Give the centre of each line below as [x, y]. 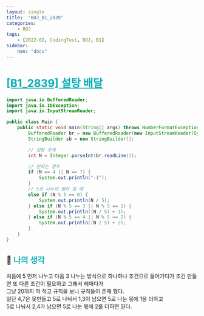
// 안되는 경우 [44, 166]
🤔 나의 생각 [26, 261]
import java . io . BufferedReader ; [47, 100]
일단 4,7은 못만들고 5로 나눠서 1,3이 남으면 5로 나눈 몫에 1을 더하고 [85, 298]
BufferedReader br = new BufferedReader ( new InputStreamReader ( [111, 133]
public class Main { [32, 122]
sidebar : [17, 46]
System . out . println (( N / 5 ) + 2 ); [82, 223]
